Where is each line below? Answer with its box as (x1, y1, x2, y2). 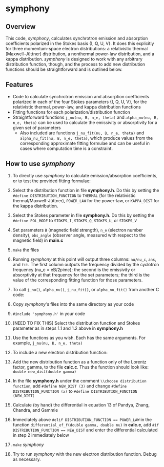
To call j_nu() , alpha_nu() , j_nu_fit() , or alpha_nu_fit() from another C (12, 286, 159, 292)
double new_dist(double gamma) (12, 369, 77, 374)
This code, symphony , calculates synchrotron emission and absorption (5, 35, 148, 41)
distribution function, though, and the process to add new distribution (5, 62, 145, 67)
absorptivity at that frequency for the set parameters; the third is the (12, 272, 150, 277)
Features (5, 81, 33, 89)
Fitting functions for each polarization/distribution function (12, 109, 131, 115)
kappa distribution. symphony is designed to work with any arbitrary (5, 56, 143, 62)
